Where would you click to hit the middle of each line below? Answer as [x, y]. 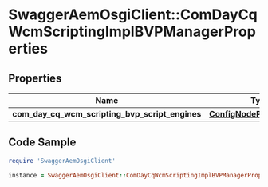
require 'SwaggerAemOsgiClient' [62, 161]
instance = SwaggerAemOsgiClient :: [67, 175]
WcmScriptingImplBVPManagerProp [132, 32]
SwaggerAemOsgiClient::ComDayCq [133, 15]
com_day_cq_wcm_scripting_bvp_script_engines [107, 114]
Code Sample [42, 143]
